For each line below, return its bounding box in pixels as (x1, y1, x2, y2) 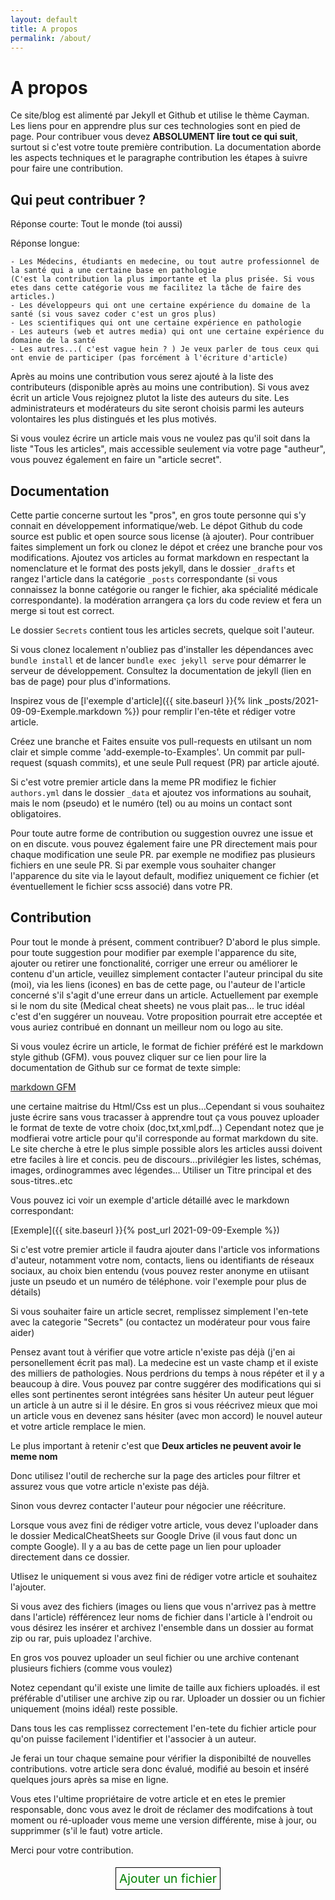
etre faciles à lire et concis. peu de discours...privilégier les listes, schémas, (10, 1153, 322, 1165)
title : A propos (10, 24, 78, 34)
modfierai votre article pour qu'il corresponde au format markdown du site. (10, 1132, 319, 1144)
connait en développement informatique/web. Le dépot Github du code (10, 519, 303, 531)
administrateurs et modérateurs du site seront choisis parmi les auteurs (10, 402, 305, 415)
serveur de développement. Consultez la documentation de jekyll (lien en (10, 664, 312, 676)
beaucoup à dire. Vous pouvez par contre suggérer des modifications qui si (10, 1377, 322, 1390)
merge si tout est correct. (10, 604, 115, 616)
